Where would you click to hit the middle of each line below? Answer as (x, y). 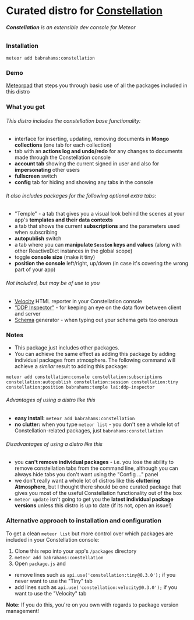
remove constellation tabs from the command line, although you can (96, 468)
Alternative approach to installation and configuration (84, 521)
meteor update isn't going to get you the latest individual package (94, 499)
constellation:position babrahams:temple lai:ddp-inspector (81, 387)
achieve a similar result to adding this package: (71, 366)
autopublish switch (38, 238)
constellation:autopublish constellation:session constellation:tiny (92, 382)
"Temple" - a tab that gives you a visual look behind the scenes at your (99, 214)
